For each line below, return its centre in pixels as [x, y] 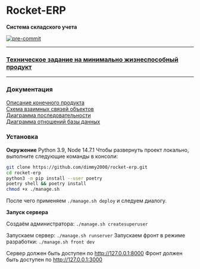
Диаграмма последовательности [49, 115]
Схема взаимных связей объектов [50, 109]
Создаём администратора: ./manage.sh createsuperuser [77, 224]
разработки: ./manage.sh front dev [51, 242]
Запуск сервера [27, 212]
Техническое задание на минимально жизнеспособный [92, 59]
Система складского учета [42, 27]
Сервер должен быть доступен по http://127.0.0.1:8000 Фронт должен [94, 253]
